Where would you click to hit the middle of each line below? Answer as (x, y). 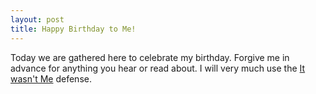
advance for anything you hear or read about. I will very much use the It (158, 68)
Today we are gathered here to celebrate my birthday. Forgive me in (150, 57)
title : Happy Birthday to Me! (73, 29)
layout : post (37, 19)
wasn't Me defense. (51, 78)
